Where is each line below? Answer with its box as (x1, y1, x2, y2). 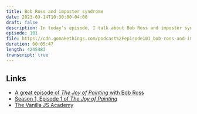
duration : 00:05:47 (6, 42, 54, 47)
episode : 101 (6, 30, 38, 36)
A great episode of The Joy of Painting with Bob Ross (14, 89, 145, 96)
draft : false (6, 19, 38, 25)
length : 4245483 (6, 47, 46, 53)
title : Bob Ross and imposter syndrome (6, 8, 104, 15)
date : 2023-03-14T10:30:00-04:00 (6, 14, 88, 20)
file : (6, 36, 19, 42)
